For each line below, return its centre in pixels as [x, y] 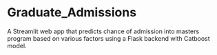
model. [17, 45]
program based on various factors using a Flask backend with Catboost [108, 38]
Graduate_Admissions [72, 13]
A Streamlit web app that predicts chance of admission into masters [103, 31]
